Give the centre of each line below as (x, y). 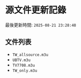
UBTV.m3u (21, 60)
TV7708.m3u (24, 65)
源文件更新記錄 (36, 10)
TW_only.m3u (25, 71)
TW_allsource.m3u (30, 55)
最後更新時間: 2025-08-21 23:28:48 (41, 25)
